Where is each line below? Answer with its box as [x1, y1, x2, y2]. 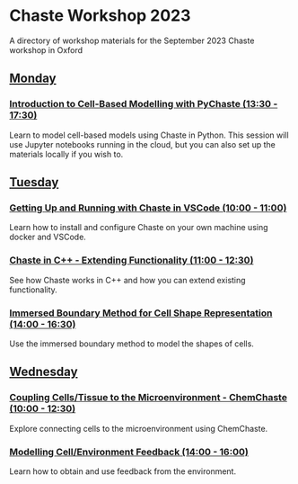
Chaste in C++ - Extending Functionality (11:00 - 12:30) [9, 254, 254, 266]
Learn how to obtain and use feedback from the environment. [9, 465, 236, 477]
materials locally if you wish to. [9, 148, 124, 159]
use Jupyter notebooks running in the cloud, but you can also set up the [9, 139, 276, 149]
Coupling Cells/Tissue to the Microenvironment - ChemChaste [9, 391, 287, 404]
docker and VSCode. [9, 231, 87, 243]
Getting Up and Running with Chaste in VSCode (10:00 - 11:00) [9, 202, 287, 214]
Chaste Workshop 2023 [9, 5, 191, 26]
